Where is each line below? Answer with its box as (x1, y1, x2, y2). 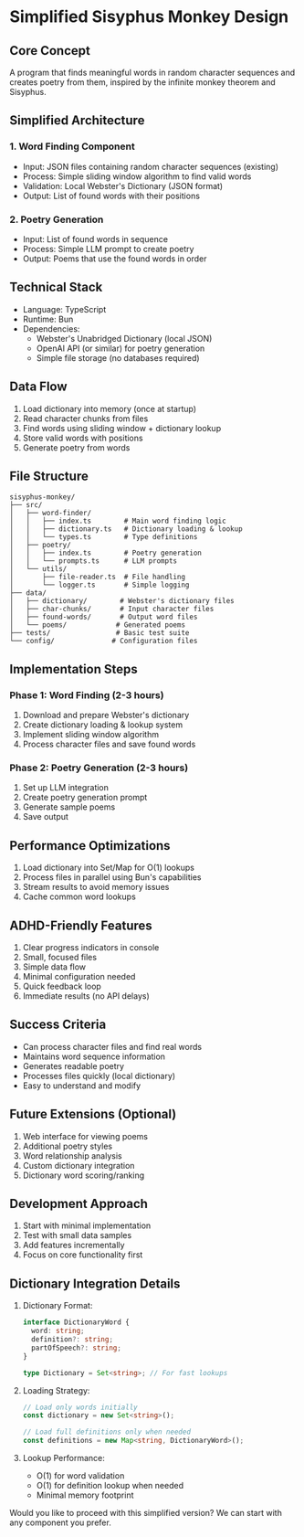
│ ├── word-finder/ (9, 509, 92, 518)
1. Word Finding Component (9, 140, 135, 153)
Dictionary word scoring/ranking (22, 1170, 145, 1181)
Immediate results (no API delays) (22, 991, 151, 1002)
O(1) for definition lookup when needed (36, 1480, 184, 1491)
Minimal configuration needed (22, 971, 136, 982)
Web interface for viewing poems (22, 1130, 149, 1141)
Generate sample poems (22, 801, 116, 812)
